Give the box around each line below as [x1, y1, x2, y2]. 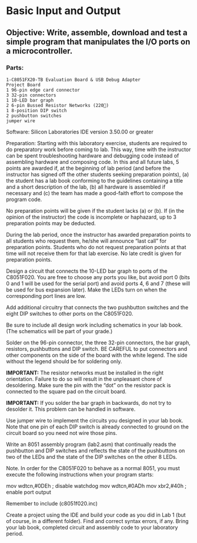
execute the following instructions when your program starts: [6, 471, 154, 478]
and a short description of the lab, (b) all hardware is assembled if [6, 183, 166, 190]
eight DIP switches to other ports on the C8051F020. [6, 310, 133, 317]
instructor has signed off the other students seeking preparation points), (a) [6, 170, 189, 177]
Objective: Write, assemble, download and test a [6, 28, 188, 38]
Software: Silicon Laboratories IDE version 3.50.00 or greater [6, 128, 154, 135]
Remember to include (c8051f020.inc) [6, 500, 98, 507]
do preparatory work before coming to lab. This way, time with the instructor [6, 146, 191, 153]
